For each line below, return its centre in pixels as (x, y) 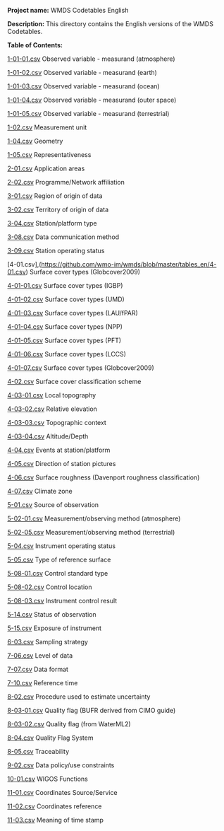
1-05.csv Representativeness (49, 155)
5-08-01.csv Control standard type (58, 573)
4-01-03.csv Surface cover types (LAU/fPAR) (73, 313)
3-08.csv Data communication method (63, 237)
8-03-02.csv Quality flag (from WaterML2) (69, 724)
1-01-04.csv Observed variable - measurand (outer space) (92, 100)
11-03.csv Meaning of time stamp (56, 820)
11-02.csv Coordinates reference (55, 806)
